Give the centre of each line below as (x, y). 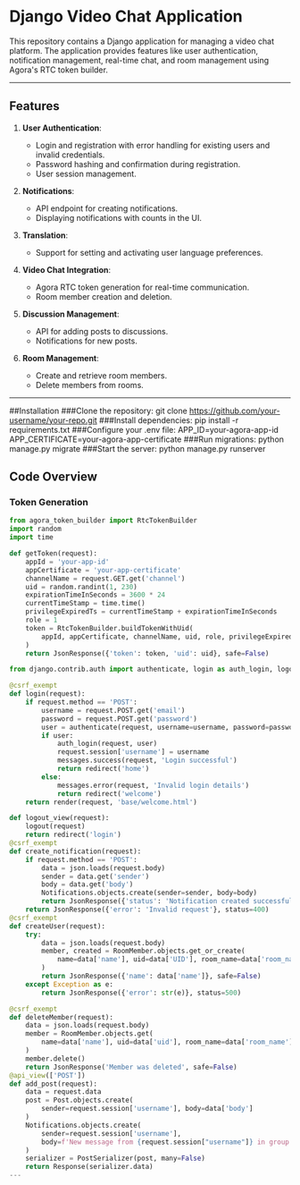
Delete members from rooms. (90, 385)
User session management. (86, 174)
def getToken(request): (54, 554)
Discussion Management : (71, 314)
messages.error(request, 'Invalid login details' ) (153, 785)
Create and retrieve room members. (101, 375)
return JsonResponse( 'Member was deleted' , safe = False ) (132, 1067)
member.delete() (56, 1058)
